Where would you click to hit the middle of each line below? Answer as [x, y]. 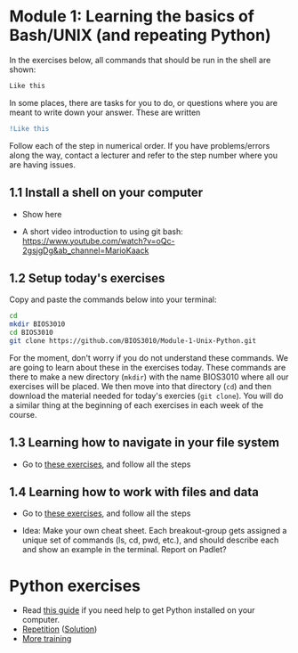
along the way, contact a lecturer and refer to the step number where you [144, 155]
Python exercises [75, 586]
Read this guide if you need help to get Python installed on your [138, 610]
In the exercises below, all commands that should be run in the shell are [140, 60]
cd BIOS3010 [31, 333]
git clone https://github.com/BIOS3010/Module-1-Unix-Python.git [133, 340]
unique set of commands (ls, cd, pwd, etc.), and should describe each [150, 540]
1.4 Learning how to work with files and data [134, 492]
